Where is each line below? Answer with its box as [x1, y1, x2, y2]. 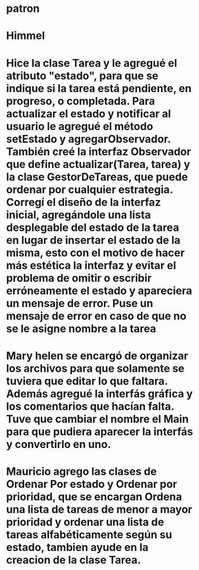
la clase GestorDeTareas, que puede [6, 170, 188, 183]
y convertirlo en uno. [6, 437, 112, 451]
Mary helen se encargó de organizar [6, 349, 188, 362]
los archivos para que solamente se [6, 362, 185, 375]
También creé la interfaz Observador [6, 145, 191, 158]
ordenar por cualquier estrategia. [6, 183, 173, 196]
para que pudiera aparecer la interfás [6, 425, 194, 439]
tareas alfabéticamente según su [6, 528, 172, 541]
